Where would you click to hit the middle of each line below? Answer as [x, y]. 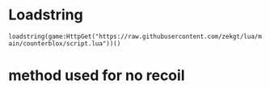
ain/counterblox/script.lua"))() [65, 43]
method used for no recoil [97, 76]
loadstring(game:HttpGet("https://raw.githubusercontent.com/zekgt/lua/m [135, 36]
